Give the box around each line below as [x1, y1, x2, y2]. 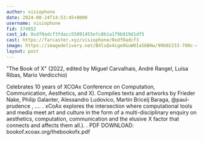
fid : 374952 [6, 25, 36, 32]
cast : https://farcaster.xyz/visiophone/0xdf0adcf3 [6, 37, 139, 43]
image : [6, 43, 23, 49]
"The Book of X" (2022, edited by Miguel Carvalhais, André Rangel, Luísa [6, 65, 188, 72]
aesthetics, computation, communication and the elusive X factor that [6, 115, 179, 122]
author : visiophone [6, 8, 56, 15]
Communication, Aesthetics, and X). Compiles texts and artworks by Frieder [6, 89, 196, 97]
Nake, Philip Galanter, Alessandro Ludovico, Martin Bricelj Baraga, [6, 96, 170, 103]
